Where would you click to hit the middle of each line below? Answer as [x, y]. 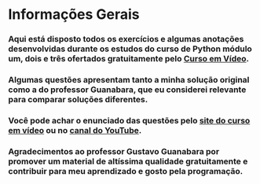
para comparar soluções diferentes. [78, 100]
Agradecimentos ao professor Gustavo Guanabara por [114, 151]
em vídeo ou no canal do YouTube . [75, 130]
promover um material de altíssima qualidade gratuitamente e [128, 161]
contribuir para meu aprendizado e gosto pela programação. [126, 171]
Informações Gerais [74, 15]
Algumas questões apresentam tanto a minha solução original [129, 80]
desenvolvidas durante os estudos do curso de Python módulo [130, 49]
